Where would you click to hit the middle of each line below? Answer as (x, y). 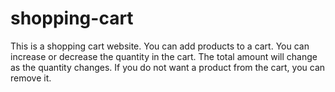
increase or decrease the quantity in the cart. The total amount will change (164, 56)
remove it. (31, 78)
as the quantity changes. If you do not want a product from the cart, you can (168, 67)
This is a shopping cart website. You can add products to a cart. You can (160, 46)
